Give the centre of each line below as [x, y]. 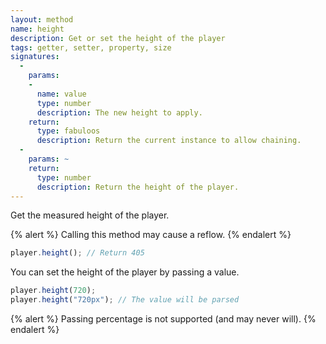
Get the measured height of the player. [90, 215]
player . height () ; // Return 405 [77, 253]
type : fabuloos [68, 131]
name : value [61, 94]
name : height [37, 29]
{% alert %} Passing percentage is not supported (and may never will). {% [163, 319]
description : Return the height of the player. [138, 187]
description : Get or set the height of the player [118, 38]
